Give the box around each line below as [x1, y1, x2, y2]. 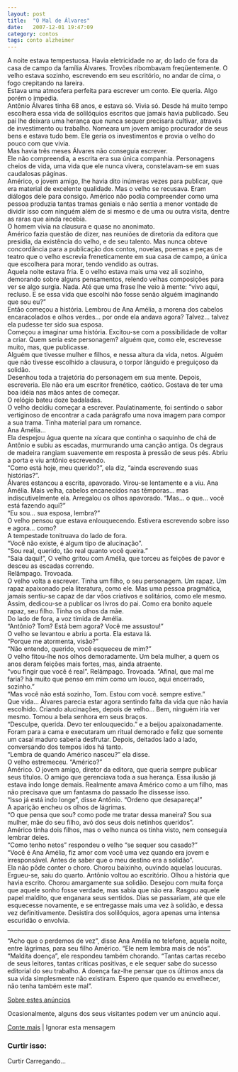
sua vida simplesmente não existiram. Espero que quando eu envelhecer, [7, 974, 221, 983]
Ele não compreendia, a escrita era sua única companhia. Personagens [7, 154, 215, 163]
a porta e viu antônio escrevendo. [7, 456, 106, 465]
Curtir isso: [7, 1041, 47, 1051]
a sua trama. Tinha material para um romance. [7, 418, 142, 427]
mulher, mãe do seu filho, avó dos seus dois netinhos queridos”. [7, 818, 194, 827]
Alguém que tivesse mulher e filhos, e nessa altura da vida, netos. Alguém [7, 351, 224, 359]
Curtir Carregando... [7, 1057, 66, 1066]
